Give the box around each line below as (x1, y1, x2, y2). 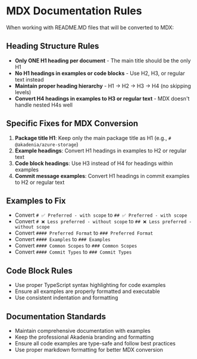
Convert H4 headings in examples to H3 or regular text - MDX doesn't (14, 95, 190, 102)
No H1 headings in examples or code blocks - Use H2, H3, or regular (14, 70, 186, 77)
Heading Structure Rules (6, 41, 99, 51)
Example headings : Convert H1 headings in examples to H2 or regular (14, 147, 187, 154)
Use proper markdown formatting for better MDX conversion (14, 346, 164, 353)
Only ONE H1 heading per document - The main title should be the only (14, 57, 191, 64)
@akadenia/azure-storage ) (14, 141, 79, 148)
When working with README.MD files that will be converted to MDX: (6, 24, 174, 31)
